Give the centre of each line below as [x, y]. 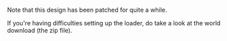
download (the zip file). [40, 30]
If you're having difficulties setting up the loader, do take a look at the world [114, 23]
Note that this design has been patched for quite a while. [87, 10]
